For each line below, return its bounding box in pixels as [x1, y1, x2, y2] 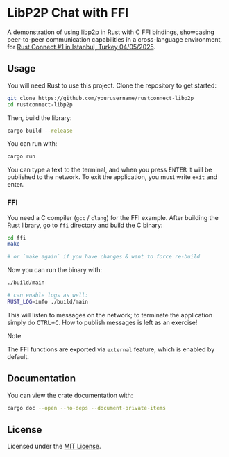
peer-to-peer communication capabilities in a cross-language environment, [7, 35, 223, 43]
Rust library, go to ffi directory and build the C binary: [7, 221, 163, 229]
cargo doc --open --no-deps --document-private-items [7, 404, 167, 411]
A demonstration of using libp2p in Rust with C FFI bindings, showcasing [7, 28, 215, 36]
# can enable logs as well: [7, 292, 89, 299]
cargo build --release [7, 127, 73, 134]
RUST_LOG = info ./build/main [7, 298, 89, 305]
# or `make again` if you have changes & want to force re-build [7, 254, 200, 260]
